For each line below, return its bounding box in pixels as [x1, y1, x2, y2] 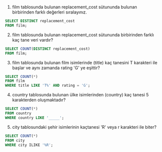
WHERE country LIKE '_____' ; [5, 115, 64, 120]
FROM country [5, 111, 32, 116]
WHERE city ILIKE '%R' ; [5, 142, 54, 147]
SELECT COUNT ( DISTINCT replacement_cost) [5, 46, 90, 51]
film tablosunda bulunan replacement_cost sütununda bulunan [12, 4, 137, 10]
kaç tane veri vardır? [12, 37, 54, 43]
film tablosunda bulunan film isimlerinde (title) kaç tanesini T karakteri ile [12, 60, 158, 65]
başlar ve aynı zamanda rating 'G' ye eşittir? [12, 65, 100, 71]
